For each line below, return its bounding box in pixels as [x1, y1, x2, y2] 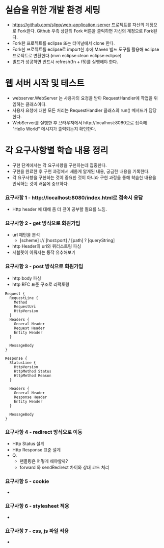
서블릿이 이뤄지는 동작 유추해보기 [12, 249, 76, 255]
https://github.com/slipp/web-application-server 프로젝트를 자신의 [12, 22, 145, 28]
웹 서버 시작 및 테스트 [5, 78, 85, 89]
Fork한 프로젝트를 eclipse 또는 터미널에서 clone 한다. [12, 40, 115, 46]
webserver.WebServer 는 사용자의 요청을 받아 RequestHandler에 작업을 [12, 95, 153, 101]
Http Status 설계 [12, 441, 45, 446]
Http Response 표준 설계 [12, 447, 61, 452]
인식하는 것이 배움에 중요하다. [12, 180, 69, 186]
